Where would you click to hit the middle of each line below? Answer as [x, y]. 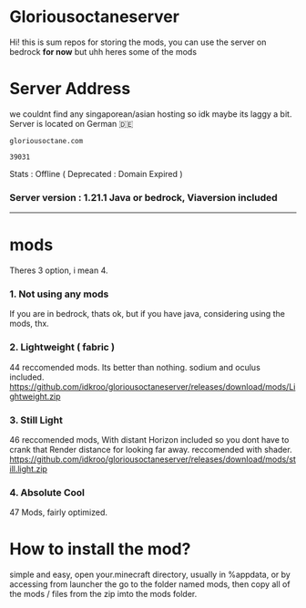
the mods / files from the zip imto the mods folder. [103, 594]
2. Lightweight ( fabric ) [62, 347]
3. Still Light [36, 420]
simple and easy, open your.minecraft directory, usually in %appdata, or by [150, 575]
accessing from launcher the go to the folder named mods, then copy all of [150, 584]
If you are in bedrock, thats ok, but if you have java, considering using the [147, 314]
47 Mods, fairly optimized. [58, 512]
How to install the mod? [100, 549]
